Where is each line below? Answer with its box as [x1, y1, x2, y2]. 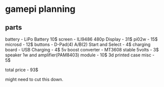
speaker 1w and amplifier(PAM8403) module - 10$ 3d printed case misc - [5, 52, 155, 58]
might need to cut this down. [5, 77, 63, 82]
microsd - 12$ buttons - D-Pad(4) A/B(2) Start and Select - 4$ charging [5, 42, 151, 47]
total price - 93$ [5, 67, 39, 73]
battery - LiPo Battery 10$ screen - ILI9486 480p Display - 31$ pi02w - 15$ [5, 36, 158, 42]
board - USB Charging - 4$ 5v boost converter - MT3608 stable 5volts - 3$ [5, 47, 159, 52]
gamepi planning [5, 3, 76, 15]
